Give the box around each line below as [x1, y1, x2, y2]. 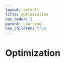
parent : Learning [5, 21, 42, 26]
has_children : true [5, 26, 46, 31]
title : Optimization [5, 12, 49, 17]
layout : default [5, 7, 39, 12]
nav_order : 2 [5, 16, 33, 21]
